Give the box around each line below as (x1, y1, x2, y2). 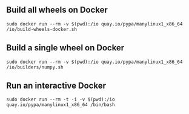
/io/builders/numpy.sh (6, 64, 64, 70)
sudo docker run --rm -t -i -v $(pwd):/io (6, 96, 115, 102)
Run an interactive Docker (6, 81, 106, 91)
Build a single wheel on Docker (6, 42, 125, 53)
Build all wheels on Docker (6, 5, 108, 15)
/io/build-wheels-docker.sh (6, 26, 78, 32)
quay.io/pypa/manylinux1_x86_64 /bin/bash (6, 102, 115, 108)
